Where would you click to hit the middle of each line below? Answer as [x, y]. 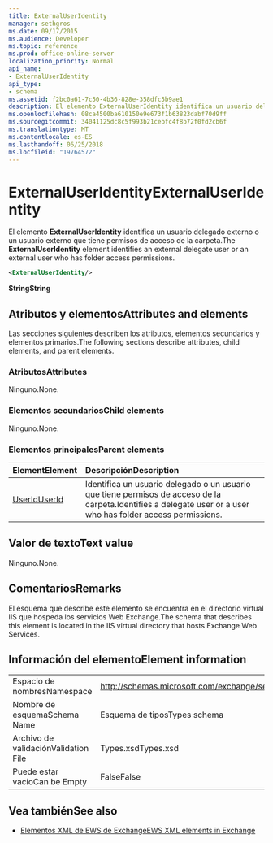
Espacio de [34, 681]
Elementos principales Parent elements [87, 450]
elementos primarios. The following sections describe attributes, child [124, 342]
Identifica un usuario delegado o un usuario [168, 484]
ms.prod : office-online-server [61, 54]
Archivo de [33, 738]
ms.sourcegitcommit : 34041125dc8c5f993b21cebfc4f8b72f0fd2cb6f [118, 122]
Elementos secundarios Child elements [87, 411]
